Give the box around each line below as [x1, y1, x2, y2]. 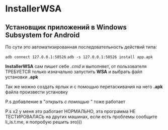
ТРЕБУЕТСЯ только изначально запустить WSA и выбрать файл [5, 68, 142, 74]
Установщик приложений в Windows [5, 23, 127, 31]
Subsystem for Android [5, 30, 80, 39]
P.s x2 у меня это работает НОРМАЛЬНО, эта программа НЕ [5, 108, 136, 114]
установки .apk [5, 74, 39, 80]
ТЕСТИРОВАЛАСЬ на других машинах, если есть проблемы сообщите [5, 113, 157, 119]
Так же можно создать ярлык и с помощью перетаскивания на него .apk [5, 83, 163, 89]
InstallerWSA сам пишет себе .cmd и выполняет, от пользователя [5, 63, 147, 69]
